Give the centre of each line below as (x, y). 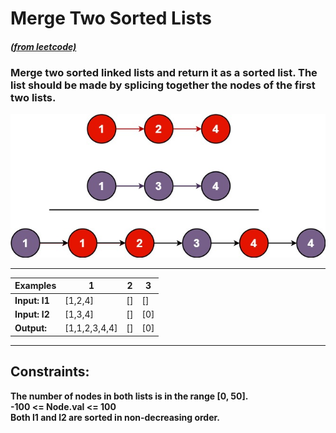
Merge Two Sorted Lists (111, 18)
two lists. (33, 97)
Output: (31, 328)
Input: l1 (32, 300)
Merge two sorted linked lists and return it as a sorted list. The (164, 72)
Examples (35, 286)
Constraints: (50, 372)
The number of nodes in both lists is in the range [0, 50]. (129, 396)
